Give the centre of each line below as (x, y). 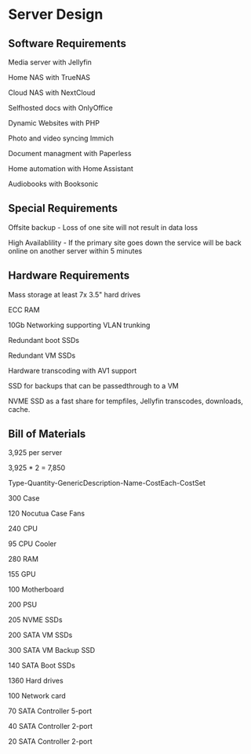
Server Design (56, 15)
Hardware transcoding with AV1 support (73, 370)
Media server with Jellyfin (50, 62)
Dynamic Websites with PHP (54, 123)
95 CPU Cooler (33, 544)
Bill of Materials (47, 434)
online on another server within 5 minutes (75, 251)
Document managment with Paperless (70, 153)
